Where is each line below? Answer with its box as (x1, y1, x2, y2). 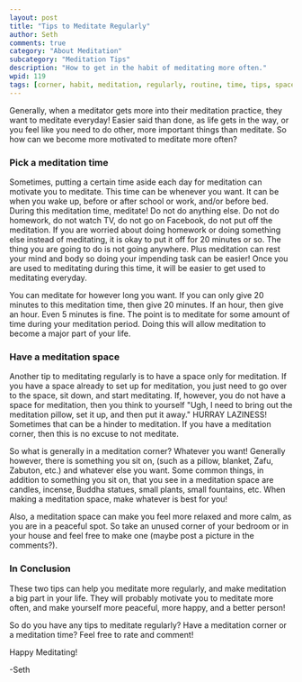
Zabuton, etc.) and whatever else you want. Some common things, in (9, 465, 264, 476)
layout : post (9, 13, 58, 23)
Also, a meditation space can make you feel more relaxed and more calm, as (9, 511, 292, 523)
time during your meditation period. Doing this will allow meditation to (9, 318, 267, 329)
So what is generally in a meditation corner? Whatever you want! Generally (9, 446, 286, 457)
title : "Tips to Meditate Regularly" (9, 22, 151, 31)
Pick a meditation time (9, 156, 109, 168)
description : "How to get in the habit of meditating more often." (9, 64, 268, 73)
